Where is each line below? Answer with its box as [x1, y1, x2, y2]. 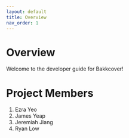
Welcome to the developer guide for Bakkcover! [6, 65, 124, 72]
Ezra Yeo [14, 106, 37, 114]
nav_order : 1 [6, 20, 39, 26]
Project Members [6, 86, 94, 100]
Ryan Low [14, 125, 40, 132]
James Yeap [14, 112, 46, 119]
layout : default [6, 8, 47, 15]
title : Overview [6, 14, 47, 20]
